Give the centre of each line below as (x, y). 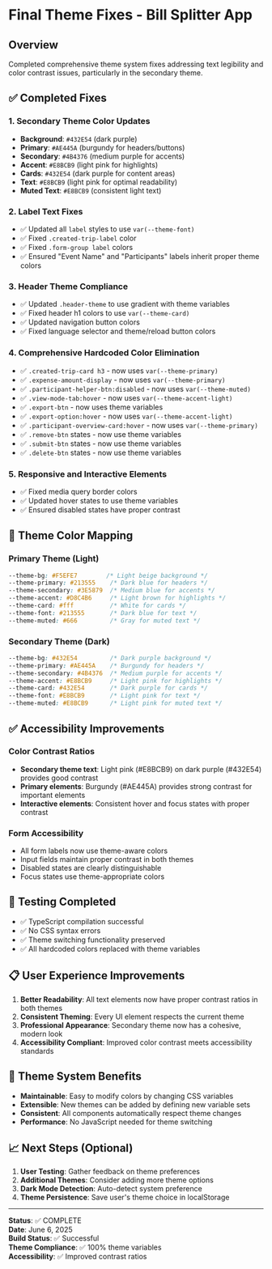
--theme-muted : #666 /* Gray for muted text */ (104, 621)
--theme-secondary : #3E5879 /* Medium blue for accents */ (112, 591)
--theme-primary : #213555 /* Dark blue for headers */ (108, 583)
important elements (53, 795)
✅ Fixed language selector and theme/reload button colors (118, 331)
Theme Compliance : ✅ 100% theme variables (85, 1247)
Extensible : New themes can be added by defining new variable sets (135, 1104)
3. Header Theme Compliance (68, 286)
